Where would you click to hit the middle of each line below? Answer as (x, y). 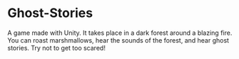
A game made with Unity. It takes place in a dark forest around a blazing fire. (120, 33)
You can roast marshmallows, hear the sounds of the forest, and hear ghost (118, 40)
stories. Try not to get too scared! (56, 48)
